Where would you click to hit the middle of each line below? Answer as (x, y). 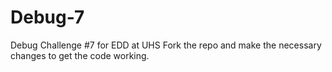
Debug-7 (47, 17)
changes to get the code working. (80, 55)
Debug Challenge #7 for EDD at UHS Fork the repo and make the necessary (166, 45)
